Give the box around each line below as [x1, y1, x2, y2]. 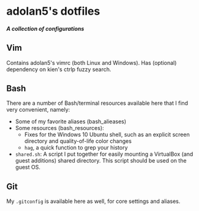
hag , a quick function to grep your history [24, 144, 128, 152]
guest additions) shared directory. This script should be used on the [15, 157, 187, 164]
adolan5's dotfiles [6, 4, 100, 18]
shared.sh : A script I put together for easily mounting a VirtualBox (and [15, 150, 193, 158]
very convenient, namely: [6, 106, 70, 113]
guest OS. [15, 164, 41, 171]
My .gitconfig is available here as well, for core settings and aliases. [6, 198, 181, 205]
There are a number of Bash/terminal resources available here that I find [6, 99, 189, 107]
